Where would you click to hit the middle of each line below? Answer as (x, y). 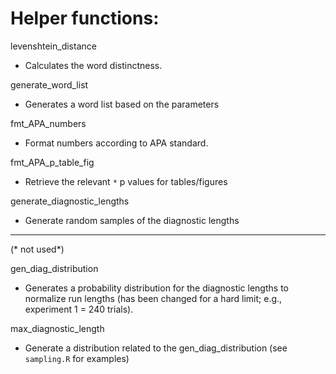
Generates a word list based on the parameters (122, 104)
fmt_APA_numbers (48, 123)
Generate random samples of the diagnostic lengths (132, 220)
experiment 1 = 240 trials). (79, 309)
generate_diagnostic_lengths (70, 201)
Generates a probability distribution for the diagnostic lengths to (156, 288)
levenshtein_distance (53, 46)
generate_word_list (49, 84)
